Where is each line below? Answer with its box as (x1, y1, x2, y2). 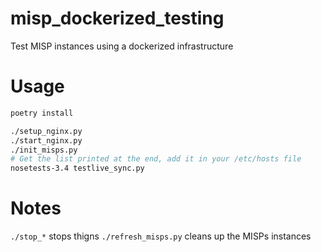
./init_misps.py (10, 145, 78, 155)
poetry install (10, 108, 74, 118)
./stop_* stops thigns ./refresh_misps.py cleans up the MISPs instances (10, 230, 312, 242)
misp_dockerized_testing (10, 7, 225, 30)
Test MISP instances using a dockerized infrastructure (10, 40, 234, 52)
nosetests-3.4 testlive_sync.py (10, 163, 145, 174)
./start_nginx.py (10, 135, 83, 146)
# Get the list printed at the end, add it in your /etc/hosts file (10, 154, 302, 164)
